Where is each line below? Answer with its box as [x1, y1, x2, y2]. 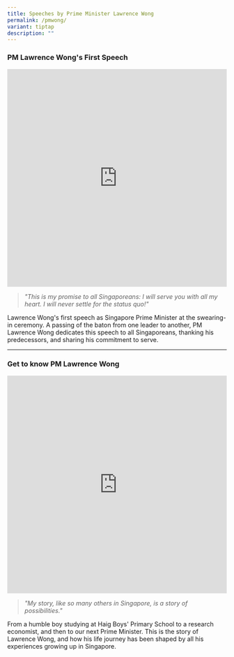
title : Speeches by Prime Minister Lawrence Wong [7, 10, 155, 17]
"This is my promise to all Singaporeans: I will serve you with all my [24, 292, 218, 300]
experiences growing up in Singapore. [7, 642, 117, 650]
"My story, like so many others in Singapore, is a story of [24, 598, 188, 607]
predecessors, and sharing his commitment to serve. [7, 335, 159, 343]
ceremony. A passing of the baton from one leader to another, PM [13, 320, 203, 329]
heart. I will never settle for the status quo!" [24, 300, 149, 308]
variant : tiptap [7, 23, 54, 30]
